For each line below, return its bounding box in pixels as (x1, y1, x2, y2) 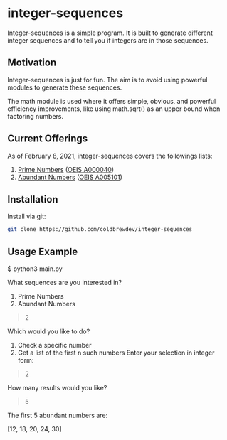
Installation (7, 193, 58, 205)
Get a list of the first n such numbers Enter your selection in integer (17, 348, 215, 357)
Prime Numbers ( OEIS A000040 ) (17, 165, 115, 173)
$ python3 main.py (7, 264, 63, 273)
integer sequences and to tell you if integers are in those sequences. (7, 36, 208, 44)
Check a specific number (17, 341, 92, 350)
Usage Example (7, 245, 78, 257)
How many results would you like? (7, 384, 107, 392)
